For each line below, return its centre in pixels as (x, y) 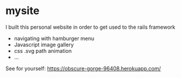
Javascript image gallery (44, 45)
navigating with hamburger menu (54, 38)
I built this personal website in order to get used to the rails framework (90, 27)
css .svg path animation (43, 50)
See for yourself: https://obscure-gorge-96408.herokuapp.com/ (83, 68)
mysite (22, 11)
